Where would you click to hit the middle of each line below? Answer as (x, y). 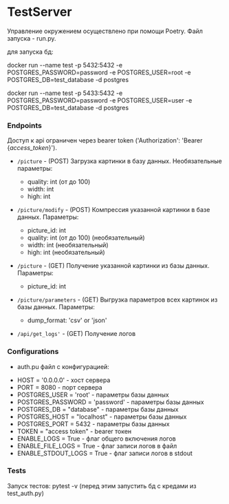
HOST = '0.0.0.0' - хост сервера (64, 380)
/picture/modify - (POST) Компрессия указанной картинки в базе (113, 210)
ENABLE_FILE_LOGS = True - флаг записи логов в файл (97, 445)
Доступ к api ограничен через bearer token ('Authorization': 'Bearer (105, 140)
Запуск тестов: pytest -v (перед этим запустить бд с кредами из (102, 485)
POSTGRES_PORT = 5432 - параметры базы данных (93, 423)
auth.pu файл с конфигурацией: (63, 366)
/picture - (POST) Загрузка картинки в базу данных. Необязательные (119, 161)
